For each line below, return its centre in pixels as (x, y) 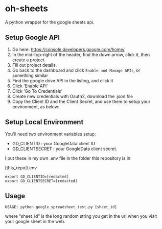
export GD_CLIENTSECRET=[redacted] (41, 181)
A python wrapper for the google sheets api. (50, 22)
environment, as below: (36, 106)
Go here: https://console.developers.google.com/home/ (68, 49)
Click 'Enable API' (30, 86)
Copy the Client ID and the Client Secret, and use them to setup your (81, 102)
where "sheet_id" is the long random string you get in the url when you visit (81, 216)
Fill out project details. (35, 65)
